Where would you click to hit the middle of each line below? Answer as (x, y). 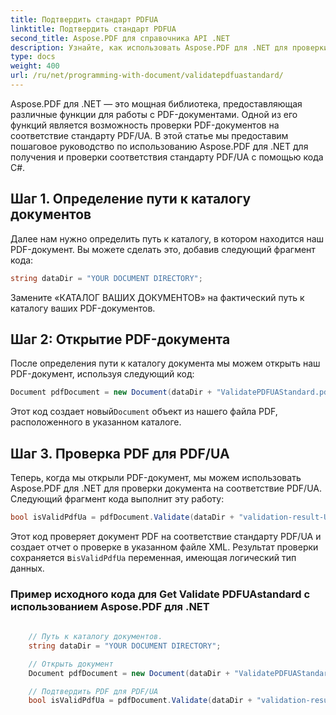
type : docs (33, 57)
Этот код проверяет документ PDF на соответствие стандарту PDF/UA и (166, 536)
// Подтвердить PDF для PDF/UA (93, 691)
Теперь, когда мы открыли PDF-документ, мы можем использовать (156, 478)
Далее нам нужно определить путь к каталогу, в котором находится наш (167, 238)
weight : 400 (35, 66)
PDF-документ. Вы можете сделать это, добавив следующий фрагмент (163, 249)
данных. (27, 568)
